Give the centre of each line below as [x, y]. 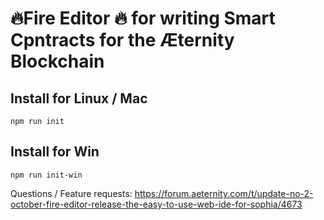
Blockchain [57, 61]
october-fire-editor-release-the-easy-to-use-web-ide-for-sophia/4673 [156, 204]
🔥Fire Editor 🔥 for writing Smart [143, 18]
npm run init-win [46, 175]
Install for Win [55, 152]
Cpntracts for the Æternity [122, 40]
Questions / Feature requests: [71, 193]
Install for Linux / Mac [79, 98]
